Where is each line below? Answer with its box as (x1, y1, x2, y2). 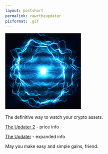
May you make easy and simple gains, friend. (5, 143, 98, 149)
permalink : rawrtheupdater (5, 13, 61, 19)
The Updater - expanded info (5, 133, 65, 140)
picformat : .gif (5, 19, 39, 24)
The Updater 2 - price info (5, 124, 59, 130)
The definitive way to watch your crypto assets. (5, 114, 103, 120)
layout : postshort (5, 8, 43, 13)
